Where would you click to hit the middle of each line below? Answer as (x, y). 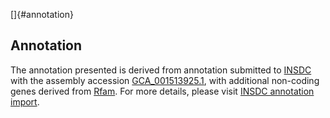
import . (25, 101)
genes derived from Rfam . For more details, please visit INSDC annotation (162, 91)
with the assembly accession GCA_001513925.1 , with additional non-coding (165, 80)
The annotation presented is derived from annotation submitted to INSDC (161, 70)
